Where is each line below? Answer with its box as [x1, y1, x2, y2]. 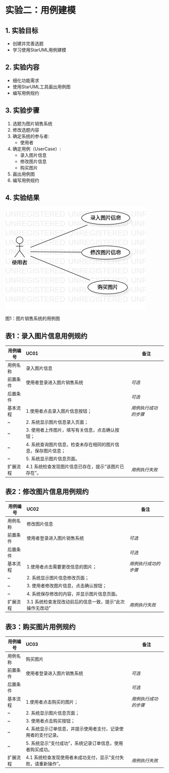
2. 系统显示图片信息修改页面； [26, 575, 90, 581]
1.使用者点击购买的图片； [26, 699, 79, 705]
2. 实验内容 [5, 63, 40, 72]
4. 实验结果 [5, 194, 40, 202]
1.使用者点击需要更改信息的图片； [26, 563, 97, 570]
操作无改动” [26, 605, 51, 611]
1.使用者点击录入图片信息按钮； [26, 408, 92, 414]
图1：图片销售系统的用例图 [5, 316, 60, 322]
